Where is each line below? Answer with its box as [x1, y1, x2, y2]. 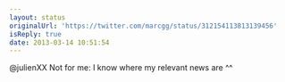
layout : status [9, 12, 66, 22]
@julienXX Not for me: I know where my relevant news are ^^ [9, 62, 233, 73]
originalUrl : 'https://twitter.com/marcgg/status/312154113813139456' [9, 21, 278, 30]
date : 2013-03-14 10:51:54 [9, 37, 110, 47]
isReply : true [9, 29, 63, 38]
